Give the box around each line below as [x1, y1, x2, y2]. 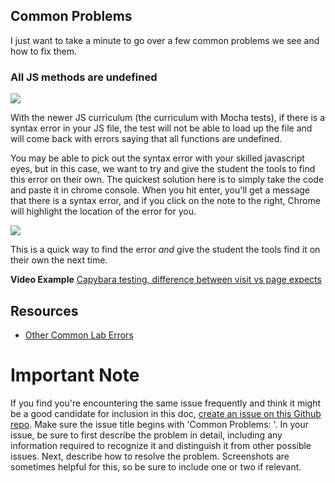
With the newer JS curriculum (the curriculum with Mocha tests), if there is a [10, 112, 326, 124]
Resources [10, 302, 79, 319]
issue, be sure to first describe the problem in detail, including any [10, 429, 283, 441]
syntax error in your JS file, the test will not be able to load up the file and [10, 122, 313, 134]
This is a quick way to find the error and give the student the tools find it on [10, 244, 321, 256]
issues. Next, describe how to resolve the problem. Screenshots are [10, 450, 290, 462]
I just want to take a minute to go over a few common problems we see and [10, 34, 320, 46]
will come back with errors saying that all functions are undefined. [10, 133, 283, 145]
